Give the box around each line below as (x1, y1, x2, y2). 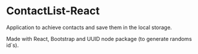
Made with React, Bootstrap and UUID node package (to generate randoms (6, 35, 192, 42)
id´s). (6, 42, 19, 49)
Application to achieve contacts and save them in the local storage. (6, 24, 172, 31)
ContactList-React (6, 4, 100, 18)
